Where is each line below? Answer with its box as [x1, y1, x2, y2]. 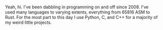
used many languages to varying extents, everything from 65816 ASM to [5, 9, 150, 15]
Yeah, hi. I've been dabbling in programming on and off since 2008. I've [5, 4, 149, 10]
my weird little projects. [5, 19, 52, 25]
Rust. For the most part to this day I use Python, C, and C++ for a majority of [5, 15, 158, 20]
